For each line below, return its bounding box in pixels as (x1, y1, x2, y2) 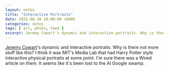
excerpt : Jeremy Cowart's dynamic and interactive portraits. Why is (5, 30, 154, 35)
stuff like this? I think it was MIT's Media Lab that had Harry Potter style (5, 49, 153, 55)
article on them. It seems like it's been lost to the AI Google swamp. (5, 60, 145, 66)
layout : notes (5, 7, 35, 12)
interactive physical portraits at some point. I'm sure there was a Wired (5, 55, 152, 60)
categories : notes (5, 21, 44, 26)
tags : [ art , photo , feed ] (5, 26, 64, 31)
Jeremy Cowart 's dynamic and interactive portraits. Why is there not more (5, 44, 159, 50)
